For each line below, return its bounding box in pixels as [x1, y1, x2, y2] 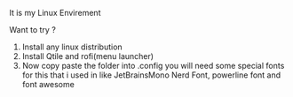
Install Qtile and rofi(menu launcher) [21, 51, 154, 61]
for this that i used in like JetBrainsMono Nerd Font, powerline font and [21, 70, 281, 80]
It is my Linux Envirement [9, 8, 101, 18]
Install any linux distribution [21, 41, 123, 52]
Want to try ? [9, 25, 56, 34]
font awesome [21, 79, 75, 89]
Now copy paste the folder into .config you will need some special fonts [21, 61, 285, 71]
